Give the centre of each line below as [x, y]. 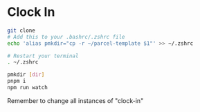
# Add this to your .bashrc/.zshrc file [66, 37]
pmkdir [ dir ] [26, 75]
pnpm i [17, 81]
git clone [21, 30]
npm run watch [28, 88]
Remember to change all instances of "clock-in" [75, 100]
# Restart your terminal [43, 56]
